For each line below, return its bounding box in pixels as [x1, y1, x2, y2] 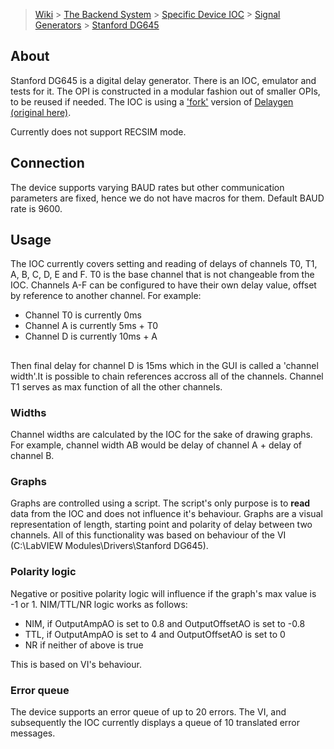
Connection [10, 155, 85, 172]
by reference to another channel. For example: [10, 290, 202, 302]
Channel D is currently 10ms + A [24, 330, 158, 343]
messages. [10, 727, 56, 739]
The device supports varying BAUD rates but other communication [10, 181, 285, 193]
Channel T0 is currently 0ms [24, 309, 142, 321]
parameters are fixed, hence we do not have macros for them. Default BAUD [10, 192, 325, 204]
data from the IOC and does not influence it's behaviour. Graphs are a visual [10, 508, 323, 520]
